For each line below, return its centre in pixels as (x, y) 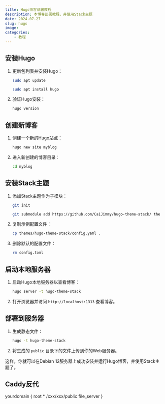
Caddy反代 (22, 384)
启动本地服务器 (28, 269)
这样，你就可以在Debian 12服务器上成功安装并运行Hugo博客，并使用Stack (80, 361)
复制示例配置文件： (32, 224)
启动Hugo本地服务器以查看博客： (46, 282)
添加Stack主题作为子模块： (40, 196)
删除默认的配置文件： (34, 244)
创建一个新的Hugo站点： (37, 138)
